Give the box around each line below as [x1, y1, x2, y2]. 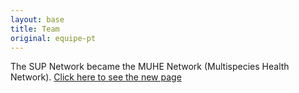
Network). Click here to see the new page [10, 71, 182, 83]
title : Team [10, 24, 60, 34]
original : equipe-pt [10, 33, 97, 43]
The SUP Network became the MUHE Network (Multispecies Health [10, 61, 290, 73]
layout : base [10, 14, 65, 25]
